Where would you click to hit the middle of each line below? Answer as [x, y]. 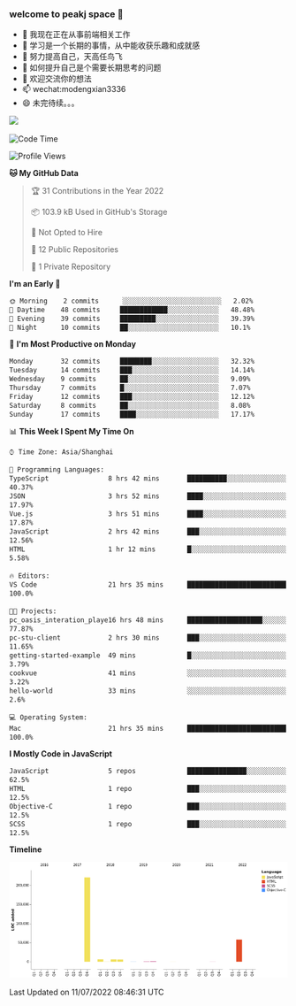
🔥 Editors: [30, 576]
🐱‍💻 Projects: [33, 611]
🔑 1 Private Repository [71, 267]
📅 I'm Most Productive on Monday [73, 344]
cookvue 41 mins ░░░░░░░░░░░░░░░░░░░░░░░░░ [148, 673]
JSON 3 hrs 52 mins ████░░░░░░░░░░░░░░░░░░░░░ [148, 496]
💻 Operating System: [49, 718]
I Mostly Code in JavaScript [61, 754]
